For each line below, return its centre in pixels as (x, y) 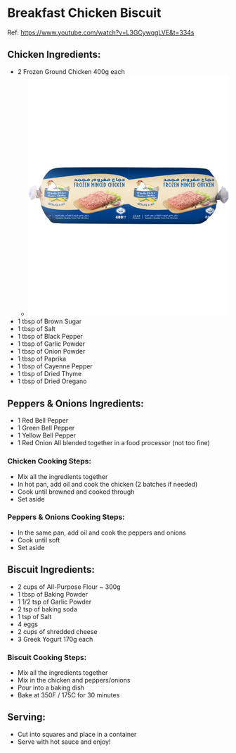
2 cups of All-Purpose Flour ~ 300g (69, 587)
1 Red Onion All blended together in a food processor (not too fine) (114, 443)
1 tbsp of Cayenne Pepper (55, 366)
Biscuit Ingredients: (51, 570)
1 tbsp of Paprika (42, 359)
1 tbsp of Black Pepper (50, 337)
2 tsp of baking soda (47, 609)
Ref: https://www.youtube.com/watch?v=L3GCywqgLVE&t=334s (101, 32)
